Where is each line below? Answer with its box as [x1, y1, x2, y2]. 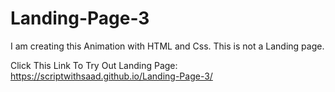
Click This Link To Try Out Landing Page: [10, 59, 178, 71]
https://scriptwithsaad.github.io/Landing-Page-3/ [10, 70, 213, 82]
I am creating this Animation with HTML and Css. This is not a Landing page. [10, 40, 325, 52]
